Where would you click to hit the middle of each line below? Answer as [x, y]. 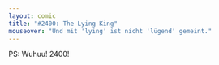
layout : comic [32, 16]
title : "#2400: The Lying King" [63, 24]
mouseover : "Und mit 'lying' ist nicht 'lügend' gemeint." [110, 31]
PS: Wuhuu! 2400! [39, 54]
